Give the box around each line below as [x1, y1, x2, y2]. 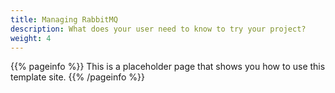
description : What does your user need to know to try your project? [10, 24, 307, 34]
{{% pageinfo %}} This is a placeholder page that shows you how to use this [10, 61, 326, 73]
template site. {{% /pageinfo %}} [10, 71, 146, 83]
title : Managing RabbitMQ [10, 14, 118, 25]
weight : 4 [10, 33, 52, 43]
